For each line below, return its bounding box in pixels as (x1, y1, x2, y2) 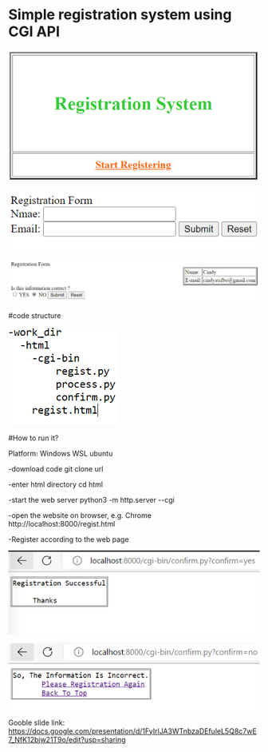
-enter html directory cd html (8, 479, 104, 489)
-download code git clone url (8, 464, 104, 473)
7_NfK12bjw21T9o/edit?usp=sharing (8, 734, 126, 744)
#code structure (8, 310, 61, 320)
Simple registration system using (8, 6, 232, 24)
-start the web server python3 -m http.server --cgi (8, 495, 175, 504)
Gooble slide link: (8, 718, 65, 727)
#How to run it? (8, 433, 59, 443)
